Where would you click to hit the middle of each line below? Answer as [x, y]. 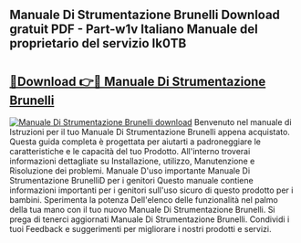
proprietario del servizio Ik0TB [98, 43]
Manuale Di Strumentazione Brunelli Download [145, 15]
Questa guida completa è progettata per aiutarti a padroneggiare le [135, 142]
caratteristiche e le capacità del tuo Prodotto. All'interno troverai [130, 151]
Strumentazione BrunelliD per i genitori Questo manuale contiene [131, 180]
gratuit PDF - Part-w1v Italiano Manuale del [134, 30]
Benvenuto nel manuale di [243, 122]
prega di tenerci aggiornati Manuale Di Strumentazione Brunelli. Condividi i [150, 219]
